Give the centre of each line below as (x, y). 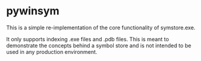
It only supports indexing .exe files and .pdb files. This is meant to (88, 39)
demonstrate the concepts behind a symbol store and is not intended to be (99, 45)
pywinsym (33, 11)
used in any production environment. (52, 51)
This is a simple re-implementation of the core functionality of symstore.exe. (101, 28)
